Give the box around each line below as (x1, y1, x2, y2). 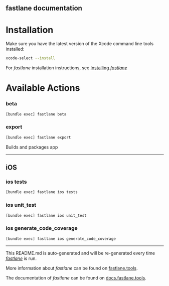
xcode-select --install (6, 56, 56, 61)
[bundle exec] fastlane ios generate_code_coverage (6, 236, 116, 241)
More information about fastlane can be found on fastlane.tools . (6, 265, 138, 271)
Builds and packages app (6, 144, 58, 150)
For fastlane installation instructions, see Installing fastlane (6, 65, 127, 71)
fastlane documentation (6, 4, 82, 13)
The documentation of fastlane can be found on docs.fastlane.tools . (6, 274, 147, 280)
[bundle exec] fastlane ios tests (6, 190, 78, 195)
